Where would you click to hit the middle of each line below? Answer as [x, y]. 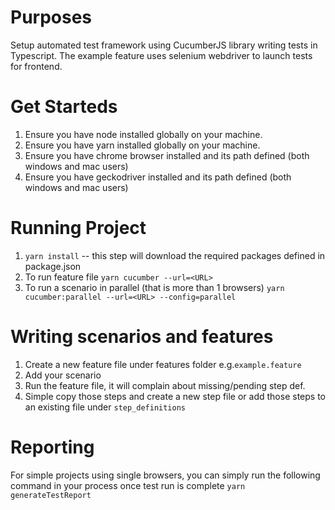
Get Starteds [64, 107]
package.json [53, 266]
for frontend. [36, 66]
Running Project [78, 228]
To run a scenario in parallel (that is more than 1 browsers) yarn [154, 287]
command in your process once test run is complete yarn [128, 485]
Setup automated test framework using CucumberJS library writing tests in [164, 45]
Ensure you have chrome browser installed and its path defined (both [167, 155]
